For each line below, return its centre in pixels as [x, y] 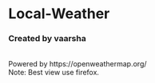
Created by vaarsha [47, 39]
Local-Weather [59, 14]
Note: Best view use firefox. [54, 73]
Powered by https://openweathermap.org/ [77, 64]
